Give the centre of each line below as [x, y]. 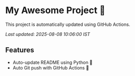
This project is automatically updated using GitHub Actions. [68, 24]
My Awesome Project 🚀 [55, 10]
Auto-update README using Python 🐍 [53, 62]
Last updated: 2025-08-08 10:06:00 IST [48, 34]
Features [20, 50]
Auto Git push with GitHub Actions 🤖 [51, 67]
